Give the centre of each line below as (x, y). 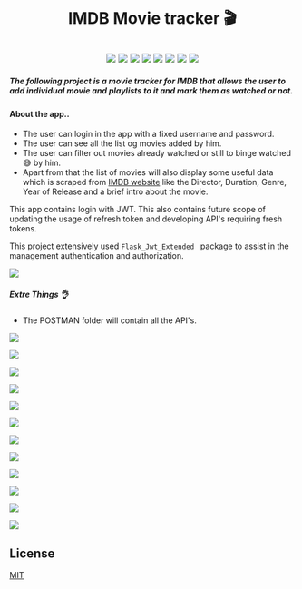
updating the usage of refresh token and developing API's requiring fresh (146, 219)
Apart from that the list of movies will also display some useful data (148, 172)
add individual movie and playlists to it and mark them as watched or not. (151, 91)
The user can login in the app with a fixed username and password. (148, 134)
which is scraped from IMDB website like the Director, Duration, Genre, (155, 182)
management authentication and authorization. (97, 256)
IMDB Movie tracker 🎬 (152, 19)
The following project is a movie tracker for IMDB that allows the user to (148, 81)
